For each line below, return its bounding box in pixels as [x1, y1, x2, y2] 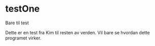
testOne [5, 3, 40, 15]
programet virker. [5, 35, 42, 41]
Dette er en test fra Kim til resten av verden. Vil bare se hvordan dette [5, 29, 150, 35]
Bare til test [5, 20, 29, 26]
